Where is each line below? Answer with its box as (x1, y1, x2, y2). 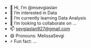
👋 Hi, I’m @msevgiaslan (9, 5, 58, 10)
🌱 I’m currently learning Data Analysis (9, 15, 86, 21)
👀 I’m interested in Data (9, 10, 58, 16)
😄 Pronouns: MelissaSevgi (9, 33, 64, 39)
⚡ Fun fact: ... (9, 38, 37, 44)
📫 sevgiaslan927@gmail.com (9, 26, 70, 31)
